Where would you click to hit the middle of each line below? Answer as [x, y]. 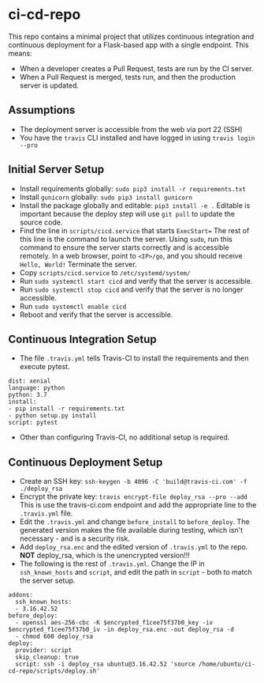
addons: [21, 595]
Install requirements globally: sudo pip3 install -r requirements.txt [133, 188]
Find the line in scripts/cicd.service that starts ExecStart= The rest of [134, 230]
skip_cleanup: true [47, 658]
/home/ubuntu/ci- [227, 664]
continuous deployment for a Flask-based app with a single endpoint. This [129, 44]
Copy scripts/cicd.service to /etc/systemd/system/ [105, 272]
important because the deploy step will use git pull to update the [127, 213]
